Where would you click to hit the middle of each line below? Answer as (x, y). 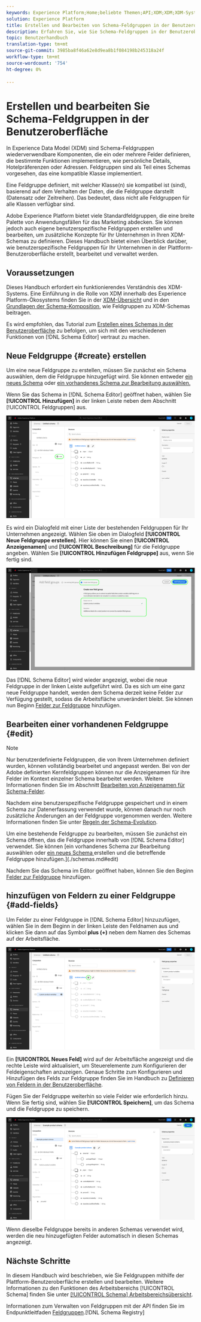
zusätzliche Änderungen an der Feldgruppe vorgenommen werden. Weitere (99, 816)
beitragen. (19, 313)
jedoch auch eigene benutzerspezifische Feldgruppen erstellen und (90, 229)
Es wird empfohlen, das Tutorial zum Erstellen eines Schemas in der (90, 324)
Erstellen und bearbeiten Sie (78, 106)
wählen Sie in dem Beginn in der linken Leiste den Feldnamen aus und (92, 926)
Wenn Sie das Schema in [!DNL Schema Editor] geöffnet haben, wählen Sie (99, 394)
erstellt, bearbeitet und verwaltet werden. (107, 254)
